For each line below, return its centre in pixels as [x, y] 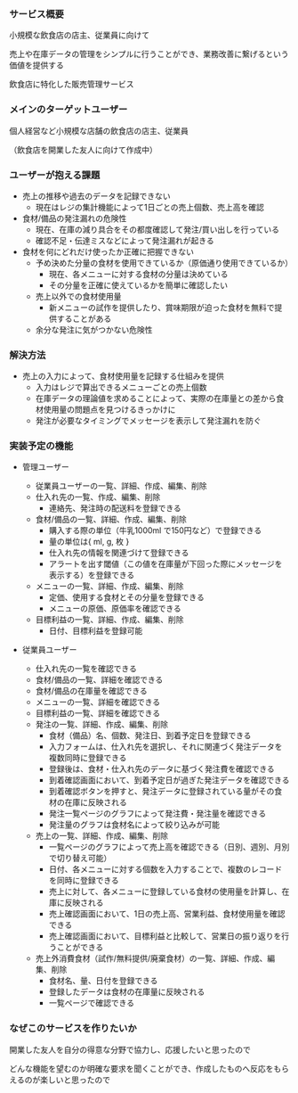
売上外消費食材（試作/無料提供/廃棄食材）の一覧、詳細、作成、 [151, 958]
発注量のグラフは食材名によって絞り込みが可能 [134, 825]
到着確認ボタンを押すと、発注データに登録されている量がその [161, 792]
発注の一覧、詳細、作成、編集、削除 [102, 725]
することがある [84, 318]
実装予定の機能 [41, 446]
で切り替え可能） [80, 859]
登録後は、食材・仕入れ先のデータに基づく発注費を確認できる [162, 769]
